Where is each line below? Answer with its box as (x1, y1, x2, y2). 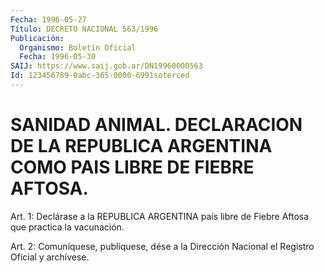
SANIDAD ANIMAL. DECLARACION (10, 114, 303, 136)
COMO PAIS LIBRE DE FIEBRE (10, 156, 255, 179)
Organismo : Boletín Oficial (19, 42, 137, 53)
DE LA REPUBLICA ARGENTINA (10, 135, 273, 158)
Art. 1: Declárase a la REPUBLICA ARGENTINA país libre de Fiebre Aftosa (10, 210, 310, 222)
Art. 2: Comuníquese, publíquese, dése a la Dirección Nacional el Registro (10, 240, 315, 252)
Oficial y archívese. (10, 251, 90, 263)
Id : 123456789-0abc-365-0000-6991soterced (10, 71, 190, 81)
